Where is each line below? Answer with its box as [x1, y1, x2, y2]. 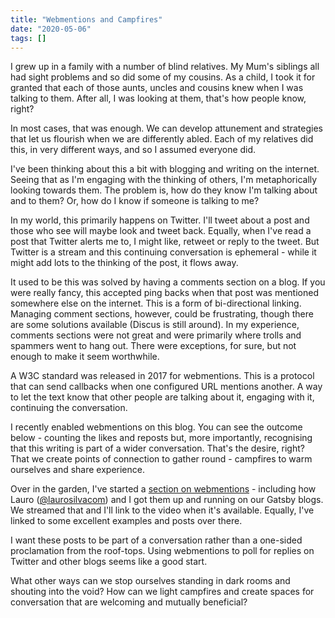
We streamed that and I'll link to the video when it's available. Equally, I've [10, 504, 315, 516]
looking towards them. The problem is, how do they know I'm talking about [10, 184, 318, 196]
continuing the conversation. [10, 402, 128, 414]
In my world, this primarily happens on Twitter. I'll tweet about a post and [10, 214, 310, 226]
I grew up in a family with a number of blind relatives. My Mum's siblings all [10, 61, 320, 73]
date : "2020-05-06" [10, 24, 92, 34]
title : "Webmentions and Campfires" [10, 14, 163, 25]
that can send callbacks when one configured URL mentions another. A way [10, 381, 323, 393]
